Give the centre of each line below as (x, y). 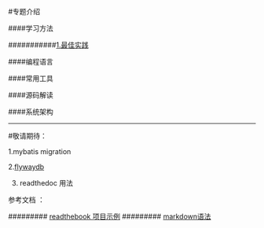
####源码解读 (31, 95)
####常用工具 (31, 78)
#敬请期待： (27, 136)
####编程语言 (31, 62)
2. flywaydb (26, 167)
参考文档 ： (26, 200)
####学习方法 (31, 28)
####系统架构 (31, 112)
